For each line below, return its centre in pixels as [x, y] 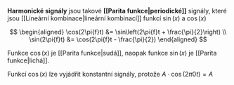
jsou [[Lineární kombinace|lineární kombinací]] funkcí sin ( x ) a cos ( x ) [107, 18]
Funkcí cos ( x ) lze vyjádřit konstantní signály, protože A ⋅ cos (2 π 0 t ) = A [110, 74]
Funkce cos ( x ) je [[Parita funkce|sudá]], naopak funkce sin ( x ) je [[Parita [112, 53]
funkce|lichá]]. [28, 60]
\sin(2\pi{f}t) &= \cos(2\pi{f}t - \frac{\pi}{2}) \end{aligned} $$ [118, 39]
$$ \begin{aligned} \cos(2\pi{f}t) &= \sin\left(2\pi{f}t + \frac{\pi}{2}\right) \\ [118, 32]
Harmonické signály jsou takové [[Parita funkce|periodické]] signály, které [117, 11]
